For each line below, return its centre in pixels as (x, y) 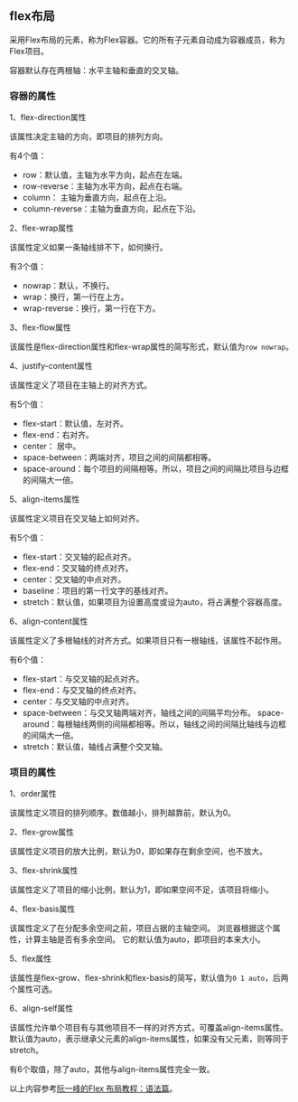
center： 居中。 (51, 447)
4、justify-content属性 (51, 366)
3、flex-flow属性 (41, 327)
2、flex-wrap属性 (42, 228)
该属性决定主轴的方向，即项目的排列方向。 (88, 137)
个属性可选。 (33, 989)
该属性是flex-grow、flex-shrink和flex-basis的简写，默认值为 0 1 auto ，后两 (149, 978)
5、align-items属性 (44, 499)
